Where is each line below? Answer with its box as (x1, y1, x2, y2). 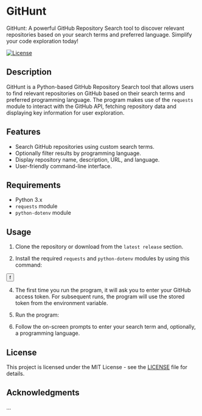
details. (6, 370, 25, 377)
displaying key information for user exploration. (6, 109, 125, 117)
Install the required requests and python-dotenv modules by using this (15, 255, 190, 262)
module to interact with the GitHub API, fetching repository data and (6, 102, 176, 110)
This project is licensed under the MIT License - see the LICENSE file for (6, 364, 187, 370)
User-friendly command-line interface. (15, 162, 113, 170)
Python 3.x (15, 196, 43, 204)
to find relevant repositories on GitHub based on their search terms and (6, 90, 186, 97)
